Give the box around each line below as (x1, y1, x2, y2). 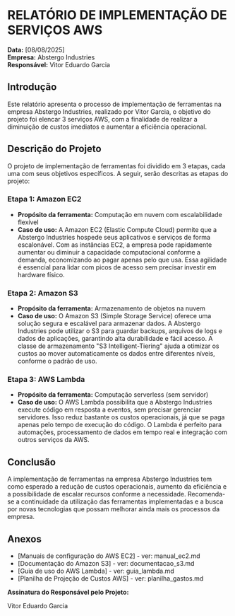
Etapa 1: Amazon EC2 (7, 194, 82, 204)
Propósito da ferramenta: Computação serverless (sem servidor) (17, 390, 209, 399)
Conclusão (7, 456, 56, 468)
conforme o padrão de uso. (17, 357, 97, 366)
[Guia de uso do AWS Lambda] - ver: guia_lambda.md (17, 566, 174, 576)
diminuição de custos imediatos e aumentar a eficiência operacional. (7, 122, 207, 131)
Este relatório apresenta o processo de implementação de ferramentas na (7, 100, 222, 108)
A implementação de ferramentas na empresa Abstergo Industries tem (7, 475, 212, 484)
